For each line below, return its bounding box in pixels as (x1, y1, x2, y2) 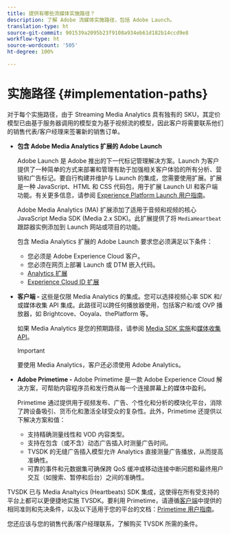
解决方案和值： (23, 415, 66, 423)
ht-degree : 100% (7, 49, 54, 56)
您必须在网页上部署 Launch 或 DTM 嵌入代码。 (27, 260, 159, 269)
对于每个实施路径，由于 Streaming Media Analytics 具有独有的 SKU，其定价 (7, 110, 221, 118)
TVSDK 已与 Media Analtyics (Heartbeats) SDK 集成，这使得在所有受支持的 (7, 487, 220, 496)
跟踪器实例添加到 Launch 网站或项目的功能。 (16, 223, 144, 231)
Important (16, 346, 45, 355)
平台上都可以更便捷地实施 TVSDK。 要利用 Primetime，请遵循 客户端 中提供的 (7, 496, 222, 504)
